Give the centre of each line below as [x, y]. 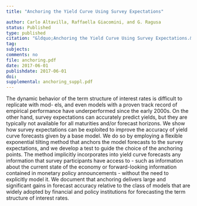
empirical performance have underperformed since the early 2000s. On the [97, 111]
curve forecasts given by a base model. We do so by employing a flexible [94, 136]
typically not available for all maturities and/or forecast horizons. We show [96, 123]
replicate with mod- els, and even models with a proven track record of [92, 105]
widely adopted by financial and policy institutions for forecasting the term [96, 192]
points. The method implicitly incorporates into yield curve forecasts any [94, 154]
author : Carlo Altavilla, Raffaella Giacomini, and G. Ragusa [84, 22]
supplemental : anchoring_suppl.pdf [50, 82]
